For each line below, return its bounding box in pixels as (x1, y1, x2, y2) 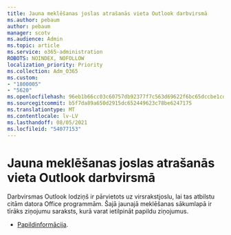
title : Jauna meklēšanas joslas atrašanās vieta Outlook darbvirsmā (7, 10, 208, 17)
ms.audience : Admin (7, 36, 63, 43)
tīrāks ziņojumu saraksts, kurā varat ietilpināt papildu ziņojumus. (7, 207, 189, 216)
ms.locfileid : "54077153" (7, 125, 81, 132)
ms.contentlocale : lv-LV (7, 112, 78, 119)
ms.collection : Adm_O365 (7, 68, 78, 74)
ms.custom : (7, 74, 38, 81)
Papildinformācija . (16, 221, 69, 229)
